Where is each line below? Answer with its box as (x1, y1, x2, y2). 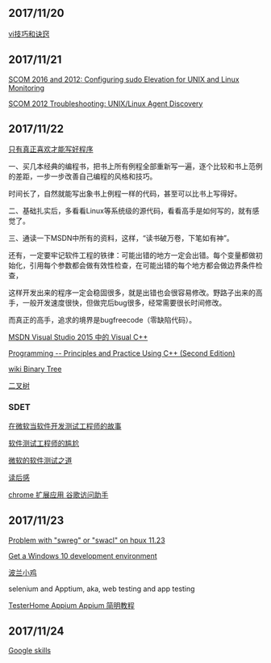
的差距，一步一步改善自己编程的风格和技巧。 (8, 171, 157, 181)
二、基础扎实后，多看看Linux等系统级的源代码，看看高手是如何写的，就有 (8, 206, 252, 216)
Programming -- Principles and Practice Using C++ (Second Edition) (8, 348, 236, 358)
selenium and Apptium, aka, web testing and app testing (8, 584, 195, 593)
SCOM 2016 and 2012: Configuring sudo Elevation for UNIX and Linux (8, 74, 240, 84)
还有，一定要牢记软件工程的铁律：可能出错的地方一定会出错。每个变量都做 (8, 251, 256, 260)
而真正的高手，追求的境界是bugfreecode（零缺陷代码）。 (8, 315, 197, 325)
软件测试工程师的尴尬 (8, 438, 79, 448)
